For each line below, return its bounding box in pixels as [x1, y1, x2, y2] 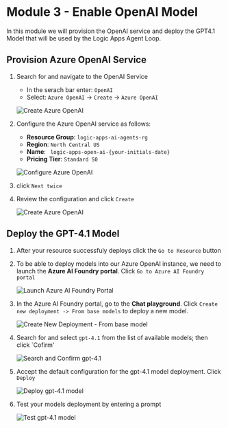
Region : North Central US [26, 140, 100, 148]
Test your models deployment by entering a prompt [16, 400, 162, 408]
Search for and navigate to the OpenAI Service [16, 72, 149, 80]
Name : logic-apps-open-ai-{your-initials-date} [26, 147, 170, 155]
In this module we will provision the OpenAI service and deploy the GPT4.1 [6, 27, 215, 35]
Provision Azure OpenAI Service [6, 54, 147, 66]
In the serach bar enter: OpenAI [26, 85, 114, 93]
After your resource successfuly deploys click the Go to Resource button [16, 246, 222, 254]
